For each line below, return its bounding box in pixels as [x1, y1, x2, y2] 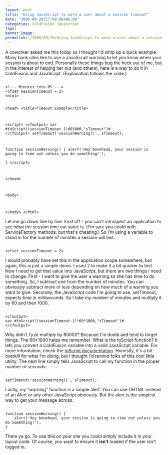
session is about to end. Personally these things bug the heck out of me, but [5, 60, 162, 66]
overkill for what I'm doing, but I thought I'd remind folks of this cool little [5, 353, 155, 359]
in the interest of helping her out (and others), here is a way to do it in [5, 65, 148, 71]
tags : [5, 26, 16, 31]
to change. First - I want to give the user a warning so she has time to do [5, 273, 155, 279]
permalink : [5, 36, 28, 41]
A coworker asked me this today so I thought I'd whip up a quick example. [5, 49, 157, 55]
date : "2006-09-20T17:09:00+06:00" [5, 17, 79, 22]
